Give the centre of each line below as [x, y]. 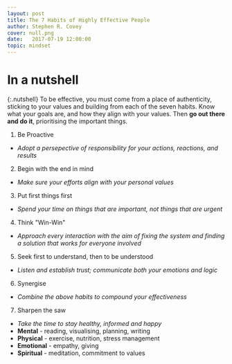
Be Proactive [35, 134]
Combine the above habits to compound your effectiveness [102, 297]
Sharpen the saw [42, 310]
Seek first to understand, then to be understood [85, 256]
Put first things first [45, 195]
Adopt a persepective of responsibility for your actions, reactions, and [117, 148]
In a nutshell [43, 80]
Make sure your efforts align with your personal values [96, 182]
